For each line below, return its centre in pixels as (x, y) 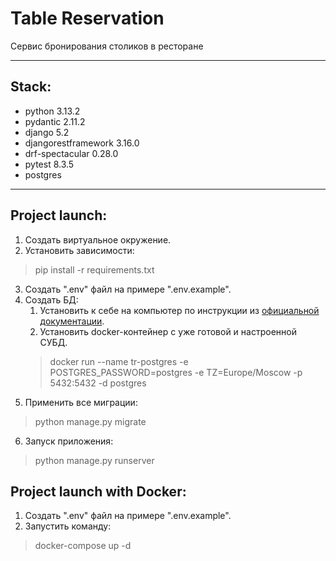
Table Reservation (87, 18)
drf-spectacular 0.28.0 (71, 153)
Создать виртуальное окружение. (98, 239)
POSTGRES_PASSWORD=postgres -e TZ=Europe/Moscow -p (176, 372)
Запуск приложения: (69, 441)
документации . (72, 321)
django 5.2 (47, 132)
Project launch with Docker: (98, 491)
